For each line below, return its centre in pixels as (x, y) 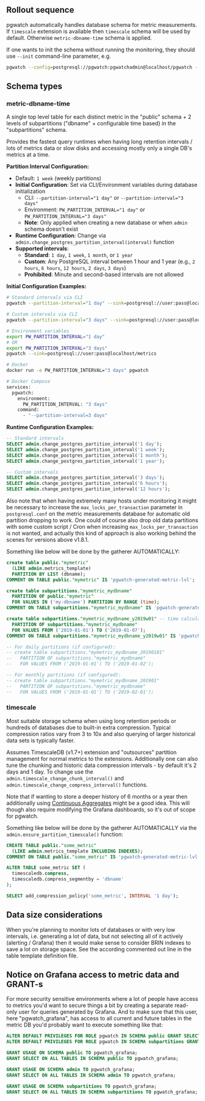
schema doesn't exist (51, 229)
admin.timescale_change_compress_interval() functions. (77, 785)
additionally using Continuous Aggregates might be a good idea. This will (98, 803)
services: (19, 387)
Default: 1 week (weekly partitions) (58, 178)
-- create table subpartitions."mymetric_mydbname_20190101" (86, 653)
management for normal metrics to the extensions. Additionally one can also (102, 758)
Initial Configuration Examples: (46, 286)
